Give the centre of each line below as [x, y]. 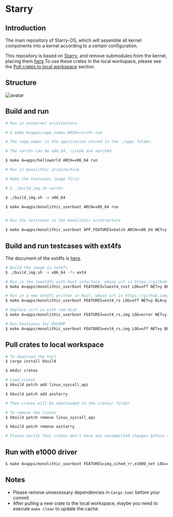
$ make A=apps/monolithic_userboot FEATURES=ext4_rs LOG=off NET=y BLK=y [86, 301]
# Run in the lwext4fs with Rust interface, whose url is [69, 282]
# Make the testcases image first [42, 179]
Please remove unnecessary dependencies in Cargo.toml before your [86, 492]
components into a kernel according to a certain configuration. [72, 46]
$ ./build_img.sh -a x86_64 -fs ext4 [46, 272]
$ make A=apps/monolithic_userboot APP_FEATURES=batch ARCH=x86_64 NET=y [86, 230]
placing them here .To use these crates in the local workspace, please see [83, 61]
